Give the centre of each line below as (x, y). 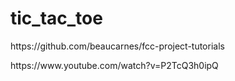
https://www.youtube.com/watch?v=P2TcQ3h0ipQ (114, 65)
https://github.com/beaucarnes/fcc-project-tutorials (117, 46)
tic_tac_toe (56, 18)
